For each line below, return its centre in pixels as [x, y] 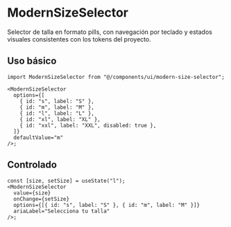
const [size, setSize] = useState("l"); [67, 181]
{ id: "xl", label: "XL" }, [60, 119]
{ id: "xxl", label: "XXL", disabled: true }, [88, 125]
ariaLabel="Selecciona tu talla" [62, 211]
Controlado [32, 165]
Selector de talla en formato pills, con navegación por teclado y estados [110, 32]
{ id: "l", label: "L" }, [57, 113]
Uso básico [32, 61]
